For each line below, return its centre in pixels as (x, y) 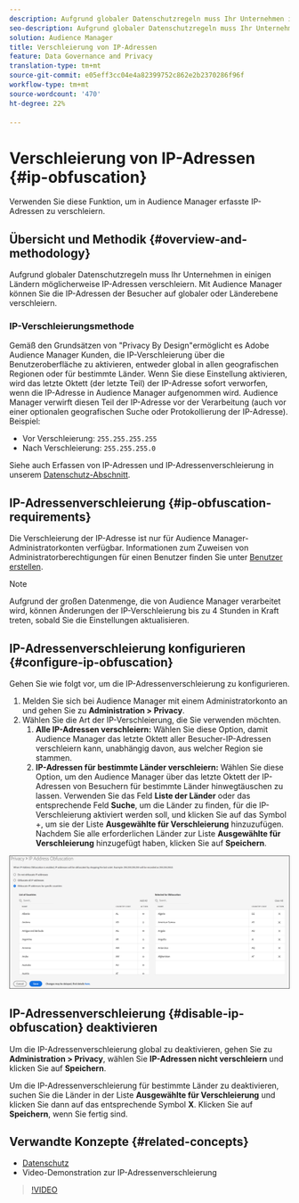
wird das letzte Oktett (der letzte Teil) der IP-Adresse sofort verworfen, (139, 383)
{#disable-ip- (206, 1013)
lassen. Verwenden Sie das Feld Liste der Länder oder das (143, 796)
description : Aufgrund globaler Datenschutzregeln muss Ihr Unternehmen (147, 19)
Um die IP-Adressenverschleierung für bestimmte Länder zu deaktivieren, (144, 1085)
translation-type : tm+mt (55, 66)
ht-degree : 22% (37, 103)
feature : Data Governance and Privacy (81, 57)
